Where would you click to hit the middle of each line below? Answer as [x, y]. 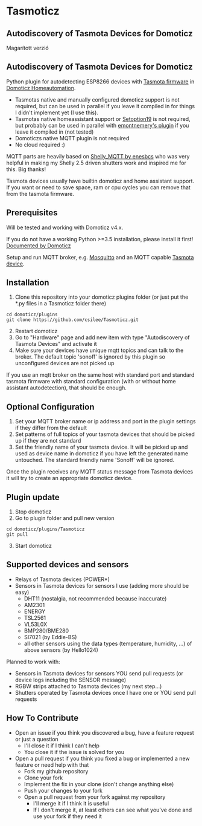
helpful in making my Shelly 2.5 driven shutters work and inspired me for [96, 163]
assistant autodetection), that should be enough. [66, 388]
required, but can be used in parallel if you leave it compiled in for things [105, 106]
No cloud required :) [40, 145]
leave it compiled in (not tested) [54, 132]
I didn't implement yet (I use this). [56, 112]
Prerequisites [32, 213]
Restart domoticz [36, 331]
